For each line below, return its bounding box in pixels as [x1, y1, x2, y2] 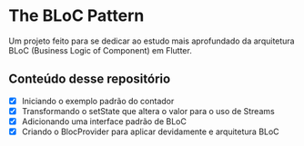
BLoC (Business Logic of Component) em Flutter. [8, 44, 192, 55]
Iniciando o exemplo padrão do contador [21, 95, 175, 106]
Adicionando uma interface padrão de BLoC [21, 115, 187, 127]
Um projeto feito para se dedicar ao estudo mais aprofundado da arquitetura [8, 35, 295, 46]
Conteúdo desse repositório [8, 72, 171, 87]
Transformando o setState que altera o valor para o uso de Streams [21, 105, 275, 116]
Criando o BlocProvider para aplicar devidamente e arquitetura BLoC [21, 126, 279, 137]
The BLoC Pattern [8, 5, 145, 26]
